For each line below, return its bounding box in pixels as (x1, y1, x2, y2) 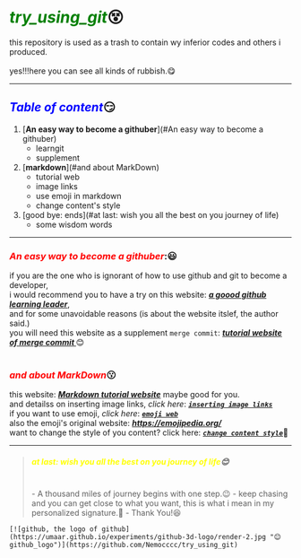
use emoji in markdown (35, 190, 122, 201)
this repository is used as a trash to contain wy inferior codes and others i (9, 37, 281, 48)
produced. (9, 46, 47, 57)
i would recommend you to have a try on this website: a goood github (9, 290, 267, 301)
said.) (9, 318, 30, 329)
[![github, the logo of (9, 525, 99, 534)
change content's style (35, 200, 121, 211)
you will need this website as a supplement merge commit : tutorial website (9, 327, 282, 338)
